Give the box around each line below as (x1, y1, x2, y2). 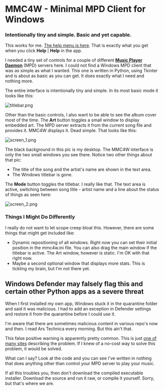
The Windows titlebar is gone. (12, 172, 73, 178)
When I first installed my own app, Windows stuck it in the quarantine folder (5, 301, 158, 306)
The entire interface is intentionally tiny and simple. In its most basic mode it (5, 87, 158, 94)
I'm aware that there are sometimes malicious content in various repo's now (5, 320, 158, 326)
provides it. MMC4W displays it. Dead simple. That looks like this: (5, 128, 137, 134)
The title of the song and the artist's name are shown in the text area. (12, 167, 152, 172)
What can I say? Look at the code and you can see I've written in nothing (5, 355, 152, 361)
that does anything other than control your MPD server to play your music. (5, 360, 155, 366)
